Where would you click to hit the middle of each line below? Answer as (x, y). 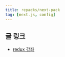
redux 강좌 (23, 49)
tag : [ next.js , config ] (30, 15)
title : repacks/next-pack (32, 10)
